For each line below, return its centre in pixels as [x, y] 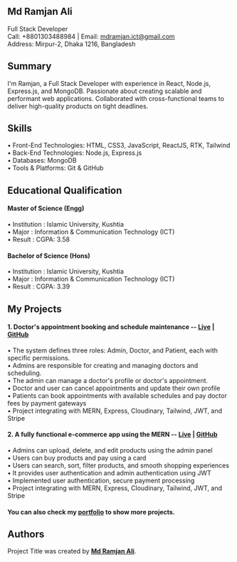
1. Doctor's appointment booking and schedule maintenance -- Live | [111, 327]
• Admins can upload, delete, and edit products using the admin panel [110, 450]
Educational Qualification [65, 190]
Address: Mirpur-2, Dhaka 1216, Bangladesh [72, 44]
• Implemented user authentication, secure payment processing [101, 481]
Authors [26, 535]
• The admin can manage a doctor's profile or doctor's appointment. [108, 380]
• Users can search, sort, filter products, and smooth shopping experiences [118, 465]
